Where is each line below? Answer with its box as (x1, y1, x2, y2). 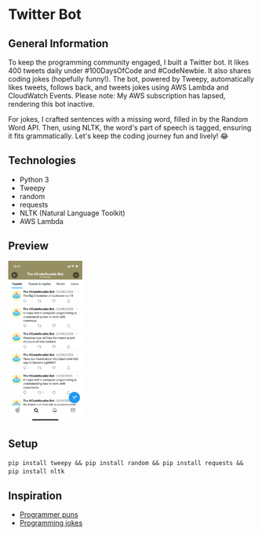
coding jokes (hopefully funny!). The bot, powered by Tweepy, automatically (8, 75, 255, 83)
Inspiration (8, 489, 63, 502)
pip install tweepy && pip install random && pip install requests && (8, 460, 244, 467)
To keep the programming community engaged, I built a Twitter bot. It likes (8, 57, 249, 67)
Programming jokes (19, 519, 83, 528)
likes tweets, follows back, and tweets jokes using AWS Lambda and (8, 82, 229, 92)
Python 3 (19, 174, 49, 184)
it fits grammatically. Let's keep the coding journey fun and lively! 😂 (8, 131, 229, 141)
